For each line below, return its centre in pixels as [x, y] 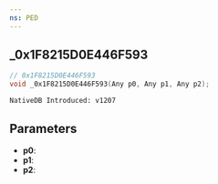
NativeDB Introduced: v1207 [63, 101]
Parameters [43, 128]
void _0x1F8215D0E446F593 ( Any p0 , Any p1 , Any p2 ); [109, 84]
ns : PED [24, 18]
